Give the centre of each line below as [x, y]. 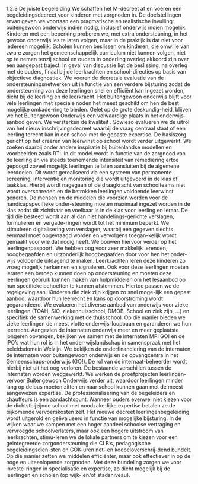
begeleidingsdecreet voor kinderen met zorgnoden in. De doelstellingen [94, 15]
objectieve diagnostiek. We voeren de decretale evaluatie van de [85, 78]
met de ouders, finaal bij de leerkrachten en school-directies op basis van [96, 71]
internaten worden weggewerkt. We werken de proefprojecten [82, 374]
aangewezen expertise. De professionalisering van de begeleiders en [91, 393]
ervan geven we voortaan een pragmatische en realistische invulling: [90, 21]
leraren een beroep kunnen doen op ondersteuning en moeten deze [89, 273]
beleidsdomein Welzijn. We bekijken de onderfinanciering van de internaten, [99, 349]
